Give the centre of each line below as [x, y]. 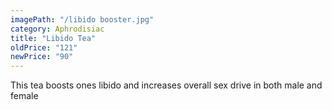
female [24, 96]
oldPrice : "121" [44, 47]
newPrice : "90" [42, 57]
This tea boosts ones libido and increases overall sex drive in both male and [166, 85]
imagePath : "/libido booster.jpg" [82, 19]
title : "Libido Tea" [53, 38]
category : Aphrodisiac [57, 29]
